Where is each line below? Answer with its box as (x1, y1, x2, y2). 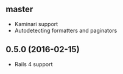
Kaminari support (14, 20, 58, 27)
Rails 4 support (14, 60, 53, 68)
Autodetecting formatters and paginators (14, 27, 118, 34)
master (5, 4, 33, 15)
